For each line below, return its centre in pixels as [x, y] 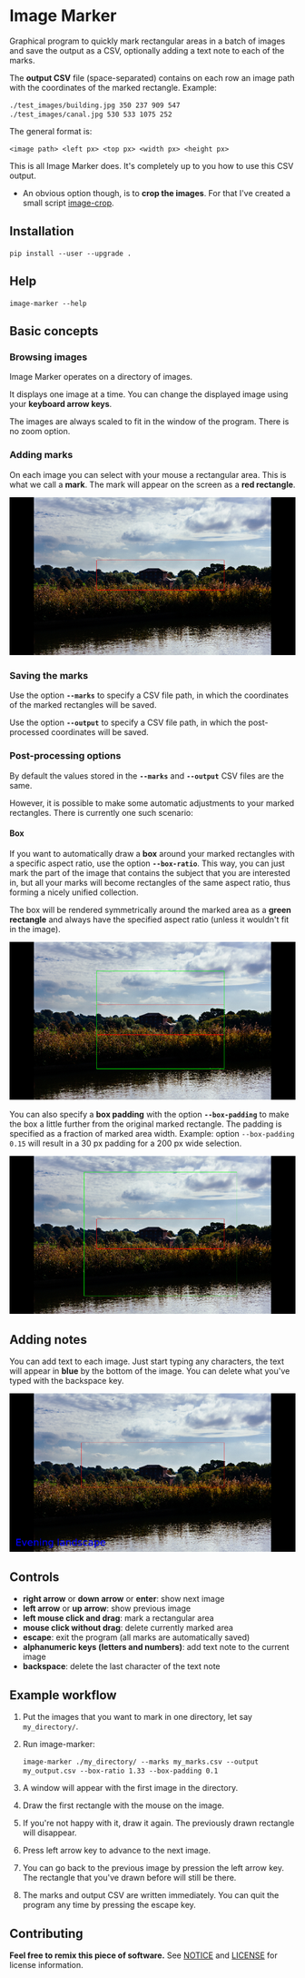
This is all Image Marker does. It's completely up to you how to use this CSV [152, 165]
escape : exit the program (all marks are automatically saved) [136, 1637]
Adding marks [41, 455]
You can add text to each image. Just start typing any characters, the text [147, 1362]
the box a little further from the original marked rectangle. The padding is [146, 1124]
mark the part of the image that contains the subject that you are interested [150, 872]
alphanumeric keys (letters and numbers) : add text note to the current [156, 1647]
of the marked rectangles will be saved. [83, 705]
